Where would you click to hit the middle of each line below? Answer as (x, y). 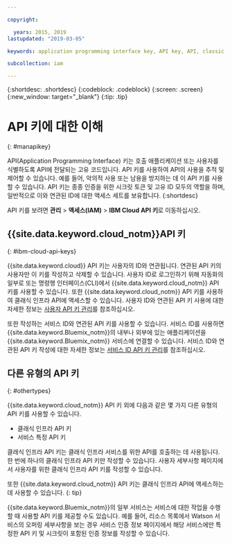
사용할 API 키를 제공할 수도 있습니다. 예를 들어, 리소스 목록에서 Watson (117, 516)
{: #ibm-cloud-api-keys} (42, 251)
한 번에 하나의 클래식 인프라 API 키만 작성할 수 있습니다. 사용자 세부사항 (103, 460)
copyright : (23, 19)
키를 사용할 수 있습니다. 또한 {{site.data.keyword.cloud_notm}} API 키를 (106, 291)
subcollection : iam (35, 64)
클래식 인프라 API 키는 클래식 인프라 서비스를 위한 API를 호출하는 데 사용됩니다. (114, 452)
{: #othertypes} (29, 391)
